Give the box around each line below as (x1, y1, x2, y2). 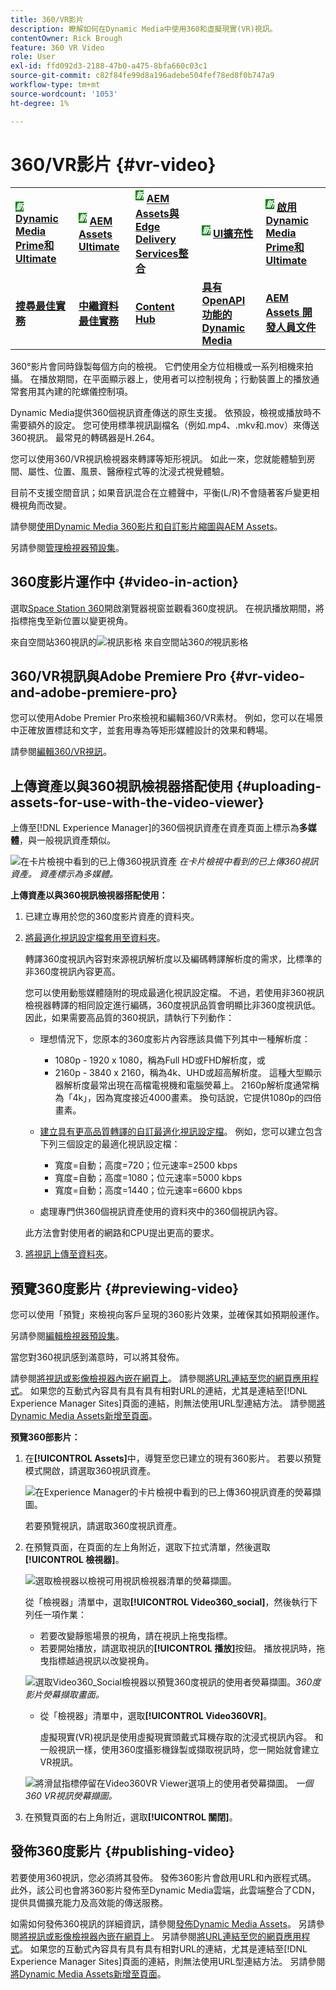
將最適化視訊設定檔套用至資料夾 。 (24, 932, 166, 944)
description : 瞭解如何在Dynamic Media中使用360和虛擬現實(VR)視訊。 (10, 24, 278, 34)
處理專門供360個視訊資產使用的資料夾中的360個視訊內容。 (39, 1206, 283, 1218)
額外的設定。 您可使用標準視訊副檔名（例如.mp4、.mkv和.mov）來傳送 (27, 419, 320, 431)
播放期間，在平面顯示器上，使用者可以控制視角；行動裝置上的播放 (38, 372, 311, 385)
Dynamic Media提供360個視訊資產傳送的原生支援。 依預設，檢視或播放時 (10, 406, 313, 418)
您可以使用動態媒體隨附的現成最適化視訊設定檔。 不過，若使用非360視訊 (24, 987, 325, 999)
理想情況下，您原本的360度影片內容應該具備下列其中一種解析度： (39, 1033, 311, 1045)
